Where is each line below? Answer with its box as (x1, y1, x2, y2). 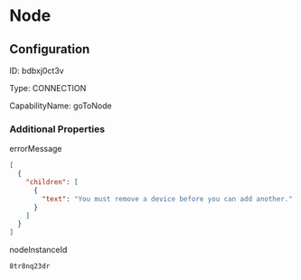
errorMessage (9, 144, 62, 154)
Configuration (9, 42, 90, 57)
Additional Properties (9, 123, 106, 135)
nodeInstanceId (9, 245, 68, 256)
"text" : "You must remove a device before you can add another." (42, 194, 294, 203)
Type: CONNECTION (9, 83, 87, 93)
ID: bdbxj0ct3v (9, 65, 65, 76)
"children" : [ (25, 178, 79, 187)
